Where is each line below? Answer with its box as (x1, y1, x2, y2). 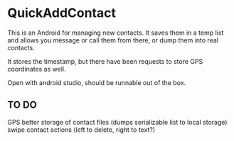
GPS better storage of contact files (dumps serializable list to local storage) (7, 118, 228, 126)
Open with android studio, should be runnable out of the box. (7, 78, 186, 86)
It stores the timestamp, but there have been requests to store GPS (7, 57, 203, 65)
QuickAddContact (7, 5, 116, 21)
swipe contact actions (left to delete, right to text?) (7, 125, 155, 134)
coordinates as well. (7, 64, 66, 73)
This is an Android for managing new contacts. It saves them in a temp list (7, 28, 224, 37)
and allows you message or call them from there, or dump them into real (7, 35, 219, 44)
